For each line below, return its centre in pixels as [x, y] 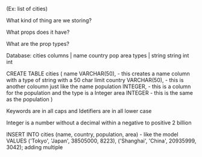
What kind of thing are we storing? [49, 20]
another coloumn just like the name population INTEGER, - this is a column [99, 86]
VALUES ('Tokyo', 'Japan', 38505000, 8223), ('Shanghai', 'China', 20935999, [101, 141]
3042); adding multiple [35, 147]
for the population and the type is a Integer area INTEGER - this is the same [99, 93]
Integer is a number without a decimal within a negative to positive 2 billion [99, 123]
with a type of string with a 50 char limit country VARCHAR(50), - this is [95, 80]
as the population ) [30, 99]
